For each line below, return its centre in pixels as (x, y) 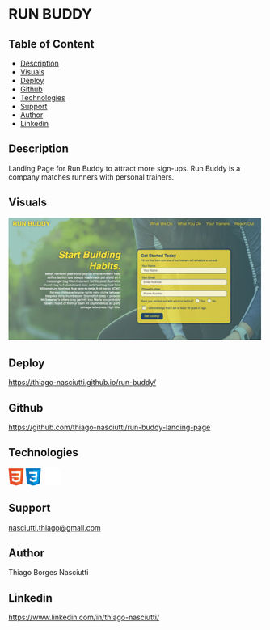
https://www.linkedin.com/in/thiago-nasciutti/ (84, 617)
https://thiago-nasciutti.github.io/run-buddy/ (82, 383)
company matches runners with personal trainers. (91, 177)
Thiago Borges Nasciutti (49, 573)
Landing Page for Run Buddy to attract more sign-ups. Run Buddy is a (124, 168)
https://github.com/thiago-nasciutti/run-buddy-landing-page (110, 427)
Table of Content (51, 44)
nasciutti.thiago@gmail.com (55, 527)
